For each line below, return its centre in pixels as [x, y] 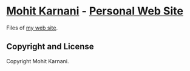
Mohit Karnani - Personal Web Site [95, 11]
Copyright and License [50, 47]
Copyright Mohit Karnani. [38, 61]
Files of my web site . [32, 28]
